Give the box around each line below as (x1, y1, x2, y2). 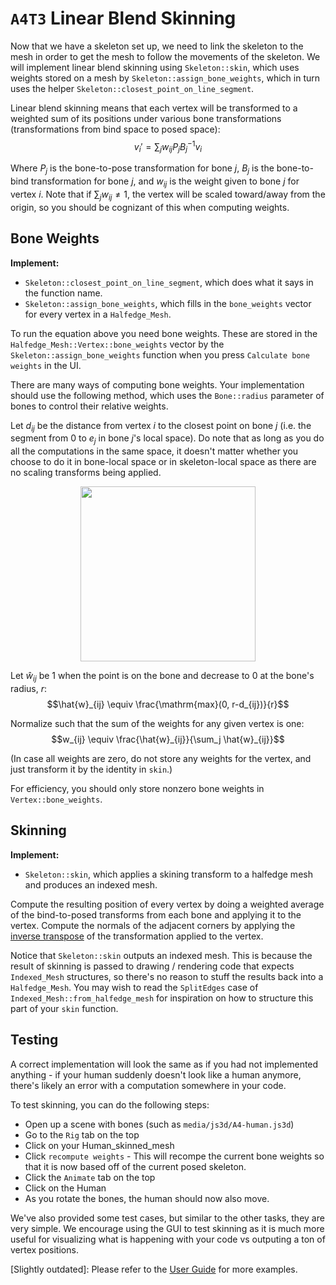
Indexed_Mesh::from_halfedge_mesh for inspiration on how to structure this (10, 992, 314, 1004)
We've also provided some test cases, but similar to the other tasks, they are (10, 1212, 325, 1224)
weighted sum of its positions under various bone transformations (10, 112, 282, 124)
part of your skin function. (10, 1002, 119, 1014)
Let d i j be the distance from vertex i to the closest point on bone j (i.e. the (10, 419, 312, 434)
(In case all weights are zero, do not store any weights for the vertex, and (10, 752, 312, 764)
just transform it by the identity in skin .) (10, 763, 173, 775)
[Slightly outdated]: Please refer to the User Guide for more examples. (10, 1263, 298, 1275)
